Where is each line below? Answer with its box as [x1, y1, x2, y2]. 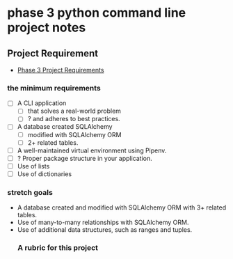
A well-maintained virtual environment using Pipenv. [17, 146, 167, 155]
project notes [7, 19, 86, 36]
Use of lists [17, 162, 50, 170]
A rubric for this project [17, 243, 99, 253]
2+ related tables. [27, 138, 79, 147]
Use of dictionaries [17, 169, 72, 178]
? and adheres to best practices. [27, 115, 120, 123]
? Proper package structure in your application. [17, 154, 153, 162]
